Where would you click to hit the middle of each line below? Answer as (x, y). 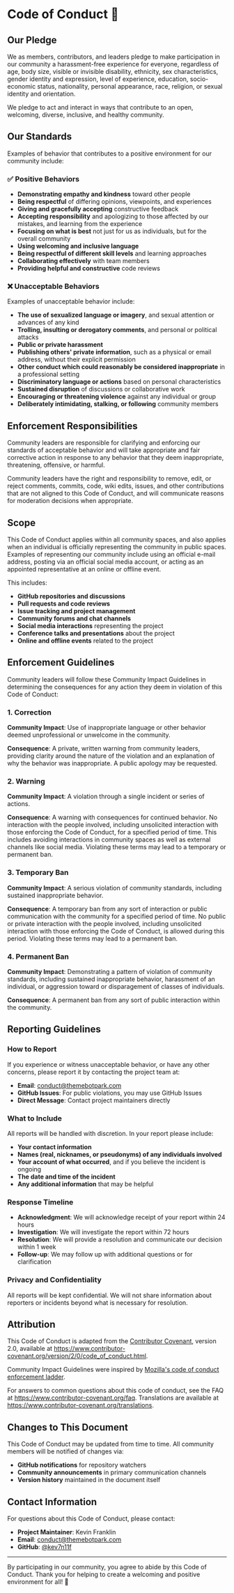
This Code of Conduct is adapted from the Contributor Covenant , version (112, 1341)
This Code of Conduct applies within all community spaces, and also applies (117, 539)
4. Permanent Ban (38, 957)
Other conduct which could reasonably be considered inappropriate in (121, 367)
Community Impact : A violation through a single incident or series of (106, 797)
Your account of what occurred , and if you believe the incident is (111, 1162)
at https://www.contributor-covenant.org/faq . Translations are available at (113, 1398)
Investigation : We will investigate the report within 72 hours (103, 1232)
